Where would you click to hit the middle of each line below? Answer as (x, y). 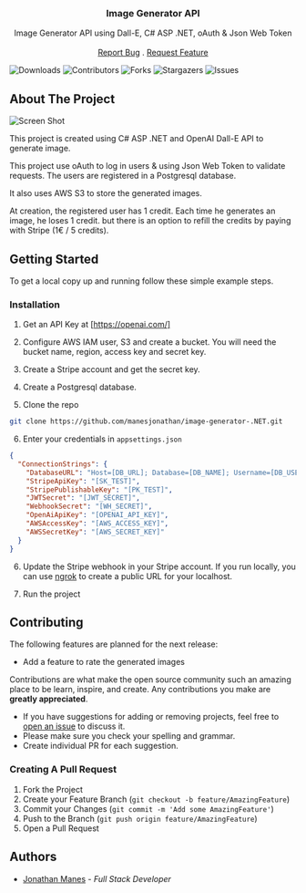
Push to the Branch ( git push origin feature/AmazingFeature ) (140, 818)
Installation (35, 305)
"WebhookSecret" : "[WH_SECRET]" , (89, 507)
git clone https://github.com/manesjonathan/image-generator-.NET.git (146, 421)
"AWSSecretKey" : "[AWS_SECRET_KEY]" (96, 532)
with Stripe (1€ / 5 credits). (59, 231)
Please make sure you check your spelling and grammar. (129, 736)
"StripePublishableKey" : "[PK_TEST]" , (99, 490)
